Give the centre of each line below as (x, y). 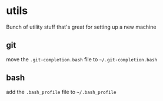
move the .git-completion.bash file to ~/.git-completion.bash (82, 59)
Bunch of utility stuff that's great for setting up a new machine (81, 27)
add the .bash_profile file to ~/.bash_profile (61, 92)
